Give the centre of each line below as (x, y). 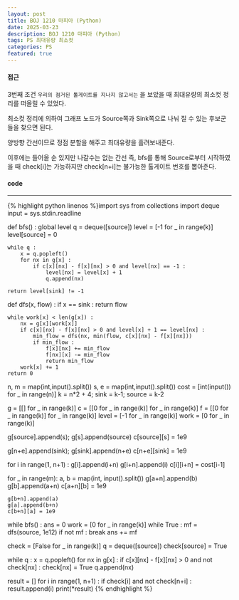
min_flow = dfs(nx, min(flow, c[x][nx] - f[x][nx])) (113, 336)
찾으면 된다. (37, 127)
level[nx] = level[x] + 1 (84, 273)
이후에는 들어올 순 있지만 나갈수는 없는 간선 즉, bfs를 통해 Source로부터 (107, 158)
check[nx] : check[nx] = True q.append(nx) (71, 567)
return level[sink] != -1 (46, 291)
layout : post (27, 14)
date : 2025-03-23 (33, 27)
